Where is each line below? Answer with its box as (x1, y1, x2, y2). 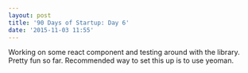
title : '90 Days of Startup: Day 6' (8, 19, 130, 27)
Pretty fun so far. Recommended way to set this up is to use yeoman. (8, 56, 234, 65)
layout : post (8, 11, 52, 20)
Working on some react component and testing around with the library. (8, 48, 240, 57)
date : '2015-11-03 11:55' (8, 26, 94, 34)
